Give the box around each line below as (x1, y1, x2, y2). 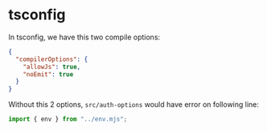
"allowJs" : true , (23, 63, 81, 71)
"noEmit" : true (23, 70, 74, 78)
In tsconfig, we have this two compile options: (8, 32, 161, 42)
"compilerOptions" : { (15, 55, 88, 63)
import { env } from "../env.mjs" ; (8, 115, 128, 124)
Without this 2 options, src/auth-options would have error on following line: (8, 100, 260, 109)
